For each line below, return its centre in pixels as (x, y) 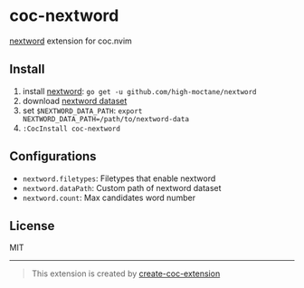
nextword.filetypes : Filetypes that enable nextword (119, 178)
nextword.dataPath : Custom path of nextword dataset (122, 187)
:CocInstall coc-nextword (71, 129)
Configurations (53, 156)
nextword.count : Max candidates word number (109, 197)
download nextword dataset (75, 101)
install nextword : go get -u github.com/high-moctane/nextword (139, 91)
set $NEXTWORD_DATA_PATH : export (82, 110)
